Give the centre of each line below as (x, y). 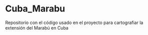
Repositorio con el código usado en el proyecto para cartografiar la (74, 22)
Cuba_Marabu (35, 9)
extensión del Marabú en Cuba (37, 27)
